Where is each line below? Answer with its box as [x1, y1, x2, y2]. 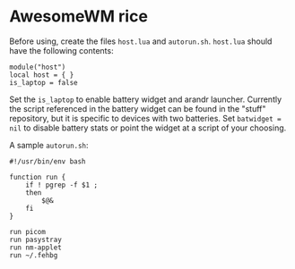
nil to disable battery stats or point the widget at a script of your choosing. [9, 122, 287, 133]
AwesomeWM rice [9, 6, 148, 27]
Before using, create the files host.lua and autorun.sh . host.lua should [9, 36, 273, 46]
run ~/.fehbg [9, 250, 58, 260]
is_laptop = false [9, 78, 78, 87]
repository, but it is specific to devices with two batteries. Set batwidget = [9, 113, 282, 123]
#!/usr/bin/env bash [9, 156, 87, 166]
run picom [9, 227, 47, 236]
